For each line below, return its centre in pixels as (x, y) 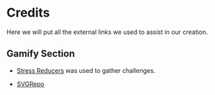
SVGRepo (30, 84)
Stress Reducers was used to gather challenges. (86, 70)
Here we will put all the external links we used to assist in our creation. (107, 32)
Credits (28, 13)
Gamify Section (41, 54)
